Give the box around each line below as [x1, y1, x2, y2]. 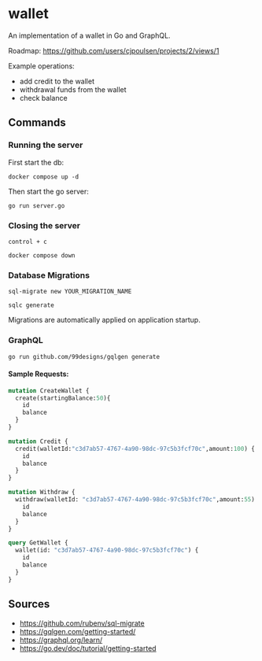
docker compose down [8, 251, 76, 260]
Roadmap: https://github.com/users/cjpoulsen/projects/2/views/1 [8, 46, 220, 55]
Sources [8, 597, 50, 611]
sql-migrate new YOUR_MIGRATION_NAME [8, 288, 132, 296]
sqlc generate [8, 301, 55, 309]
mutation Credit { [8, 438, 68, 445]
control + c [8, 238, 47, 246]
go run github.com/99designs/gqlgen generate [8, 353, 160, 360]
